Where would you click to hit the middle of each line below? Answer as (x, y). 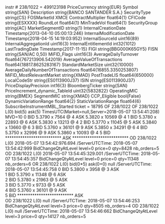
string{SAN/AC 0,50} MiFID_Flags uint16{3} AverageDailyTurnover (72, 54)
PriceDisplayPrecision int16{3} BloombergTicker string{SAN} (66, 85)
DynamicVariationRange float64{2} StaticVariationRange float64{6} (73, 101)
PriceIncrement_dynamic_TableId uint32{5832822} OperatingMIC (71, 91)
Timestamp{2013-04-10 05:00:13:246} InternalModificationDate (70, 33)
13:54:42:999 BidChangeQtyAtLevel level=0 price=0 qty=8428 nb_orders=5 (82, 148)
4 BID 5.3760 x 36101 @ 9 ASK (36, 190)
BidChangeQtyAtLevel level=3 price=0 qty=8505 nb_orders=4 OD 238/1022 (82, 206)
